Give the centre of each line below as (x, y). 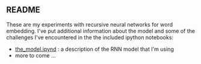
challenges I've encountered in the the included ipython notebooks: (90, 37)
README (23, 10)
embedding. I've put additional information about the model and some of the (101, 31)
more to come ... (35, 55)
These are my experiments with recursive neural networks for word (90, 24)
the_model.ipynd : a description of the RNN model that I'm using (94, 49)
